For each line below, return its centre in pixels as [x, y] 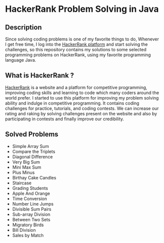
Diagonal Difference [33, 157]
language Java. [21, 60]
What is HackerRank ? [40, 76]
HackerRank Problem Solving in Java [82, 9]
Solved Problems [32, 134]
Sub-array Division [31, 214]
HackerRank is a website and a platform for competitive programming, [76, 87]
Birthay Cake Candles [34, 177]
